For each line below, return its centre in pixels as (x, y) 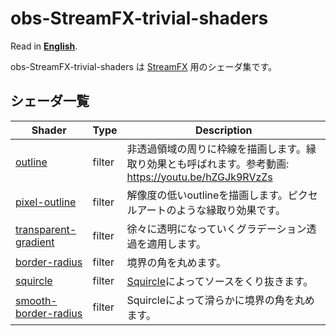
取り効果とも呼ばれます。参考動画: (208, 164)
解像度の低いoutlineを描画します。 (207, 195)
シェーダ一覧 (50, 101)
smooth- (36, 300)
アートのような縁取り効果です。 (211, 210)
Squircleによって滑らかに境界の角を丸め (220, 300)
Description (224, 130)
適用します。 (176, 244)
